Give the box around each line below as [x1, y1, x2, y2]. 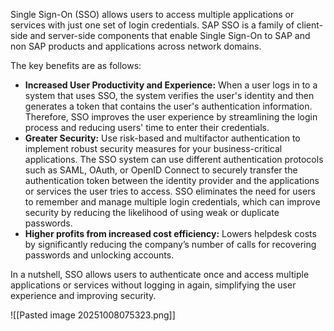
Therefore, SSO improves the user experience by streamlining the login [24, 111, 318, 123]
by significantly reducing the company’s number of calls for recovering [24, 239, 317, 250]
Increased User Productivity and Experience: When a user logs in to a [24, 79, 318, 91]
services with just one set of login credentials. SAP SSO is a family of [10, 19, 295, 31]
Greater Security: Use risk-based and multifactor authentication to [24, 132, 301, 144]
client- [296, 19, 323, 31]
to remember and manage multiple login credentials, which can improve [24, 196, 321, 208]
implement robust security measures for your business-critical [24, 143, 283, 154]
